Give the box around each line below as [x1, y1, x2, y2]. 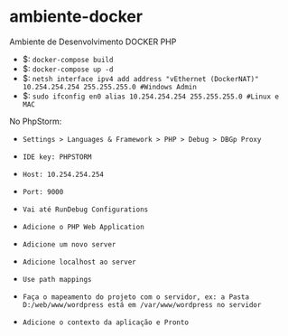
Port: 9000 [22, 187, 64, 196]
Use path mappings [22, 275, 92, 284]
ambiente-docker [9, 6, 143, 27]
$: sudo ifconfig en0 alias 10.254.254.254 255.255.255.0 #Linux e [22, 90, 280, 101]
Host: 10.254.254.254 [22, 170, 104, 179]
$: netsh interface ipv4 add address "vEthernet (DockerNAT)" [22, 72, 259, 83]
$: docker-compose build [22, 53, 114, 64]
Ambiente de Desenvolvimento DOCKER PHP [9, 36, 177, 47]
